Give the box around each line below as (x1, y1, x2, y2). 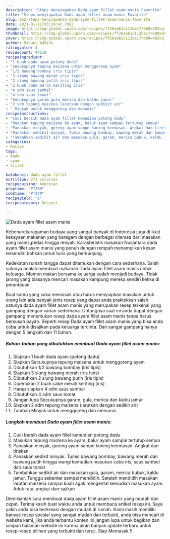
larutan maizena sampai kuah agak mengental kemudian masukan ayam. (13, 480, 164, 486)
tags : (6, 149, 17, 154)
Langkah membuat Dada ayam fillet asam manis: (6, 419, 112, 425)
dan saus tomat (13, 464, 45, 470)
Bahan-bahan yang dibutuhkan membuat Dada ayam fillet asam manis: (6, 341, 160, 347)
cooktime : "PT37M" (6, 191, 44, 196)
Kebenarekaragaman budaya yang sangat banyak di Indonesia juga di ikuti (6, 229, 160, 235)
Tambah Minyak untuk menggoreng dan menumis (13, 407, 117, 413)
